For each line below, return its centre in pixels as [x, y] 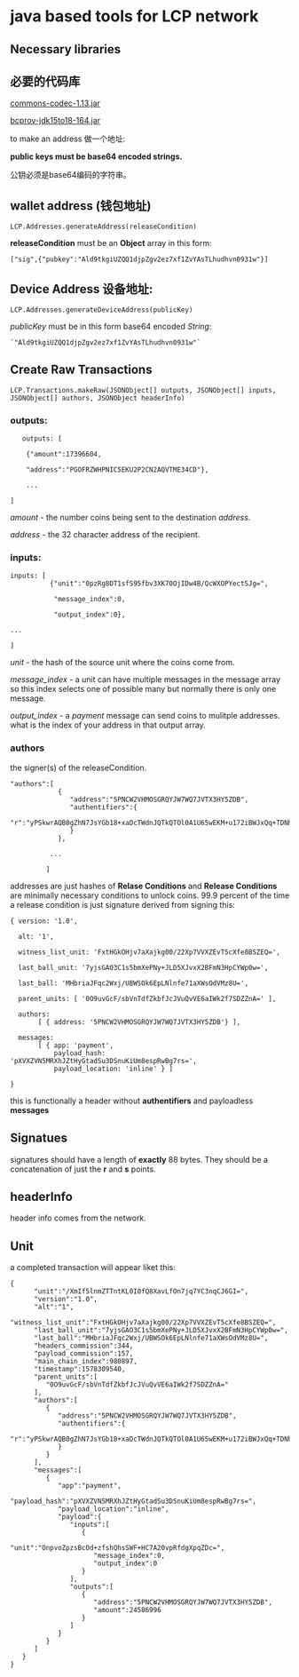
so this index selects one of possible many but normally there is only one [143, 689]
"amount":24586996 [128, 1610]
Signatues [39, 1138]
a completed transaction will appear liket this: [93, 1268]
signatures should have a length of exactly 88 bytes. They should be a [139, 1159]
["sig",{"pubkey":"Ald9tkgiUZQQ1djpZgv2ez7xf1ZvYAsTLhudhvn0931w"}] [139, 259]
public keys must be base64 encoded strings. [96, 156]
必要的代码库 [45, 81]
